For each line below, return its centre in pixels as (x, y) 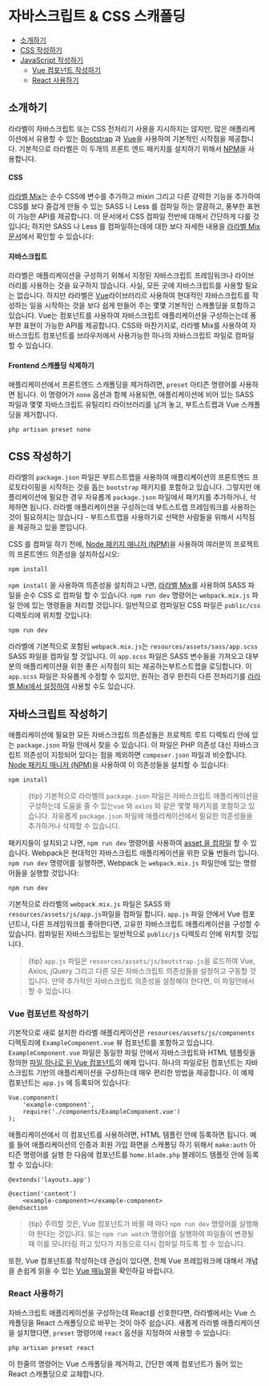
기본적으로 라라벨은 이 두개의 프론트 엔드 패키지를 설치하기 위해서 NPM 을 (132, 148)
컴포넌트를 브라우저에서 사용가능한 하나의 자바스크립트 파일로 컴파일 (149, 335)
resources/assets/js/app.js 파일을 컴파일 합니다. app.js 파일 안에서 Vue (124, 914)
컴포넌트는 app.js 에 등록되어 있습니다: (69, 1083)
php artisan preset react (51, 1348)
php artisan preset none (50, 430)
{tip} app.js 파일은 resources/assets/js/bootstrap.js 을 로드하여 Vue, (142, 961)
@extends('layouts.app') (50, 1180)
